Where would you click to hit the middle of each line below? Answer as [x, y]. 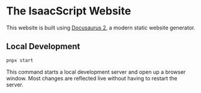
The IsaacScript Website [69, 11]
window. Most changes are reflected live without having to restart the [92, 78]
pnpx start [20, 60]
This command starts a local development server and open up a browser [96, 72]
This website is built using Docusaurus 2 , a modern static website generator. [101, 28]
